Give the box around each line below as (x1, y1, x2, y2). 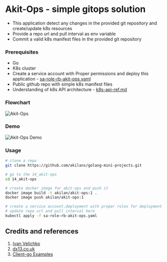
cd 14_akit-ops (5, 176, 37, 181)
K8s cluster (12, 65, 36, 71)
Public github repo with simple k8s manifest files (12, 81, 112, 87)
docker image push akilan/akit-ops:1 (5, 195, 84, 200)
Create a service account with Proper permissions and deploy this (12, 71, 149, 77)
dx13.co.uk (12, 245, 35, 251)
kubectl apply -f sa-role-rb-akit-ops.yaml (5, 213, 97, 218)
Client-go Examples (12, 251, 53, 257)
